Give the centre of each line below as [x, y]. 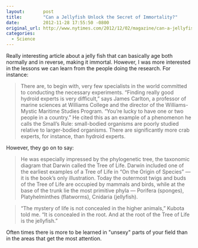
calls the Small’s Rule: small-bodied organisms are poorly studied [100, 124]
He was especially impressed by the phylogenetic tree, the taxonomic [105, 159]
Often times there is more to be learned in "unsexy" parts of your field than [97, 232]
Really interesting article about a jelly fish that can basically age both [89, 56]
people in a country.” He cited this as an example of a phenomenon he [106, 118]
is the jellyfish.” [39, 221]
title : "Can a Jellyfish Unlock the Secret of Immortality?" [92, 17]
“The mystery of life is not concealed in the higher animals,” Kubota [102, 208]
